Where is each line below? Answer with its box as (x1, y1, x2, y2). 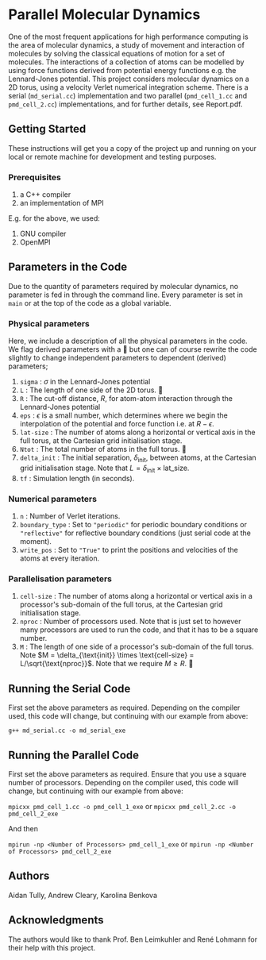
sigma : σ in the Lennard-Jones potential (19, 377, 151, 387)
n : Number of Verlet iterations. (19, 511, 121, 521)
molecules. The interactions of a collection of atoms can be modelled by (8, 57, 245, 67)
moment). (19, 537, 52, 546)
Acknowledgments (8, 913, 105, 927)
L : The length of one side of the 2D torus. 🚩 (19, 385, 164, 395)
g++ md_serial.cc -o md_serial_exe (8, 727, 126, 735)
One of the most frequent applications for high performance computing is (8, 32, 249, 41)
